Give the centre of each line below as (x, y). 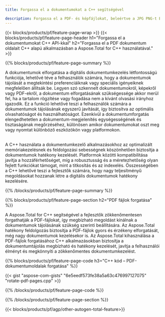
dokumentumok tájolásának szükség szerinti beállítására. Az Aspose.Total (80, 225)
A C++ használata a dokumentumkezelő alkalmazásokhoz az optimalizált (79, 144)
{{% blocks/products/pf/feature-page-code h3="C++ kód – (65, 261)
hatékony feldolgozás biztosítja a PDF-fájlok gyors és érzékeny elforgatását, (82, 230)
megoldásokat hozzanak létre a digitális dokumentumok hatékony (71, 176)
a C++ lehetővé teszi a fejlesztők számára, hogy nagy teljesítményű (73, 170)
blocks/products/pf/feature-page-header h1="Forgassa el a (65, 38)
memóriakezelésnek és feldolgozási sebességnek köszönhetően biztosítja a (82, 150)
